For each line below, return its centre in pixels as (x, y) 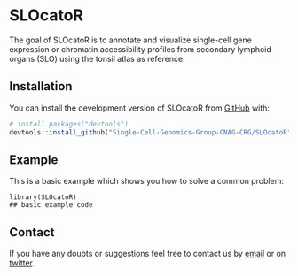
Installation (41, 86)
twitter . (22, 263)
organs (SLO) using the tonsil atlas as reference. (97, 58)
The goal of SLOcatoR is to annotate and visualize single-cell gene (131, 40)
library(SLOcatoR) (43, 197)
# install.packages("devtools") (69, 124)
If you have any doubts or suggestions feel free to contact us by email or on (148, 254)
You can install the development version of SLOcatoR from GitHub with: (140, 108)
